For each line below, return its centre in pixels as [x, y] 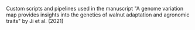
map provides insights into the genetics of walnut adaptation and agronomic [98, 15]
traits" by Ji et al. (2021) [35, 21]
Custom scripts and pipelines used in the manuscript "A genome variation [95, 9]
